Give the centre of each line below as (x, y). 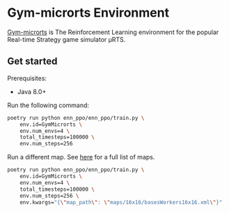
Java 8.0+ (32, 91)
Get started (32, 62)
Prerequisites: (27, 78)
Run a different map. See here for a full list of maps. (81, 157)
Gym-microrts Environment (88, 13)
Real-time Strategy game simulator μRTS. (66, 39)
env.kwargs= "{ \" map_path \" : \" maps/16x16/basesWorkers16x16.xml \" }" (121, 202)
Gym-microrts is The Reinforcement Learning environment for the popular (113, 32)
